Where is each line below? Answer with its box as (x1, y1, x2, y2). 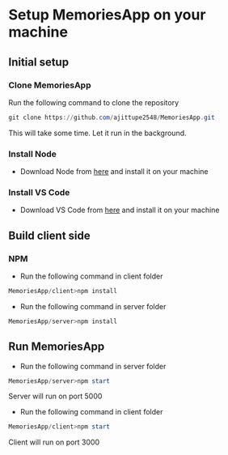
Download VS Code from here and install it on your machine (19, 205, 220, 215)
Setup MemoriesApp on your (8, 6, 206, 24)
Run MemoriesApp (8, 340, 105, 354)
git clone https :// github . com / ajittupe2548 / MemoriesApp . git (8, 113, 216, 121)
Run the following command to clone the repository (8, 97, 179, 107)
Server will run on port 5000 (8, 391, 103, 402)
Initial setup (8, 55, 70, 69)
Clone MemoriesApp (8, 79, 91, 91)
